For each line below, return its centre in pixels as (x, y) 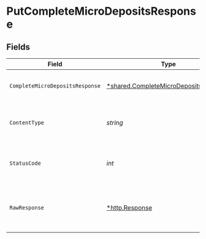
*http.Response (129, 208)
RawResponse (27, 207)
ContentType (27, 123)
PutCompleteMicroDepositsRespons (101, 11)
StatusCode (25, 163)
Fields (18, 47)
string (115, 123)
